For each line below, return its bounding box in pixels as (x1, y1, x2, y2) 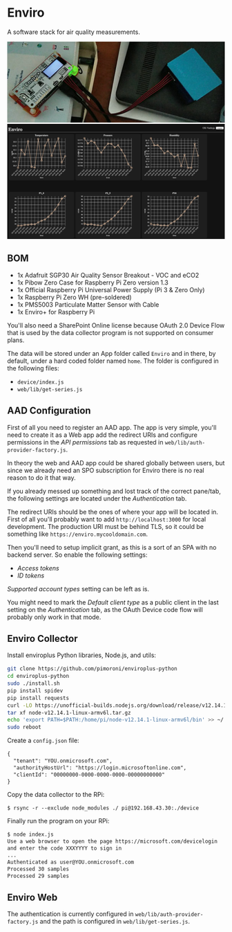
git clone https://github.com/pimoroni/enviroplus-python (7, 665, 177, 672)
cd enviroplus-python (7, 673, 70, 680)
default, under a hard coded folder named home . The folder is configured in (7, 357, 219, 365)
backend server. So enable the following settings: (7, 550, 148, 559)
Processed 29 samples (7, 872, 70, 880)
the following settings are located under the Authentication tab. (7, 494, 187, 503)
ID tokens (17, 571, 45, 580)
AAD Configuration (7, 405, 91, 417)
